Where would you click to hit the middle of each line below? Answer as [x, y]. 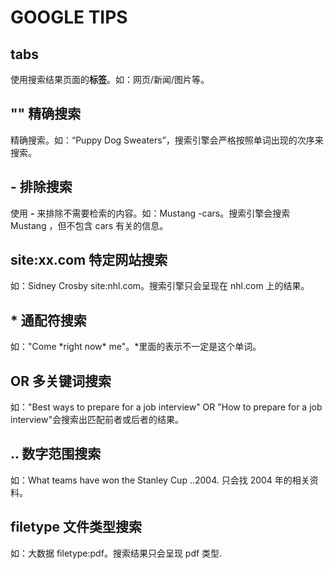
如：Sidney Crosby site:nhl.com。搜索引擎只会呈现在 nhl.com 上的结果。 [160, 286]
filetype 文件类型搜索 [76, 527]
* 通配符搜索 [48, 320]
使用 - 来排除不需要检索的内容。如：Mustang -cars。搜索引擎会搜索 [150, 213]
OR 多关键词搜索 [61, 381]
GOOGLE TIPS [69, 17]
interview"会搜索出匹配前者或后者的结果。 [97, 420]
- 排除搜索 [41, 187]
